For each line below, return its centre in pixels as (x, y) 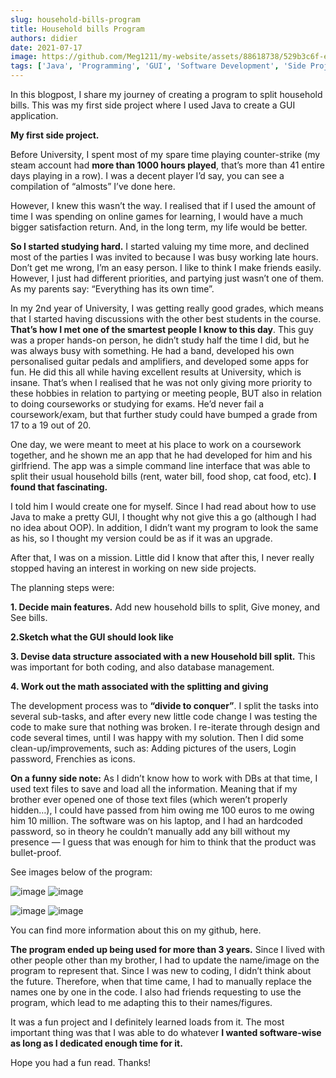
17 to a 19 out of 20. (51, 425)
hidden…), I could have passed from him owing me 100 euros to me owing (162, 810)
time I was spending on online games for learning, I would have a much (157, 216)
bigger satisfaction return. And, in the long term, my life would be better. (159, 227)
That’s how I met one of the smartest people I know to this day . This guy (162, 329)
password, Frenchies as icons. (73, 759)
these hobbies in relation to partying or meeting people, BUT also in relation (166, 393)
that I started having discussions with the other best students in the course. (166, 319)
